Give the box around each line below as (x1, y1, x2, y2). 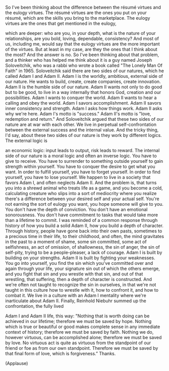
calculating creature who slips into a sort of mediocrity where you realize (5, 191, 157, 196)
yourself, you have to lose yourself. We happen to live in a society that (5, 174, 151, 180)
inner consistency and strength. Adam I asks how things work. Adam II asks (5, 106, 162, 111)
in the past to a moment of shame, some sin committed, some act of (5, 239, 147, 245)
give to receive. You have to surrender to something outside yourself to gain (5, 158, 163, 164)
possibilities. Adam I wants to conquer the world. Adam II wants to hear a (5, 95, 157, 101)
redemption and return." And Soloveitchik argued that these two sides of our (5, 116, 164, 122)
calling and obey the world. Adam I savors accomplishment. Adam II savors (5, 100, 161, 106)
